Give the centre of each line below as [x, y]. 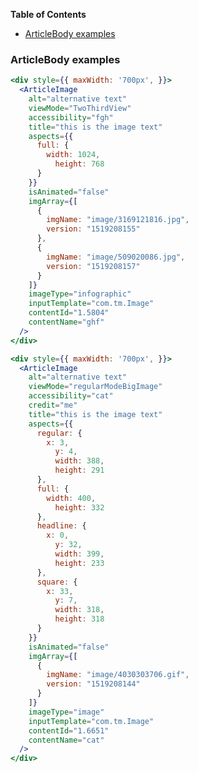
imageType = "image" [66, 712]
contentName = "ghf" [66, 322]
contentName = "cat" [66, 740]
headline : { [61, 526]
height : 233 [79, 563]
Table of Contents [48, 14]
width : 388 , [79, 461]
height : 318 [79, 619]
